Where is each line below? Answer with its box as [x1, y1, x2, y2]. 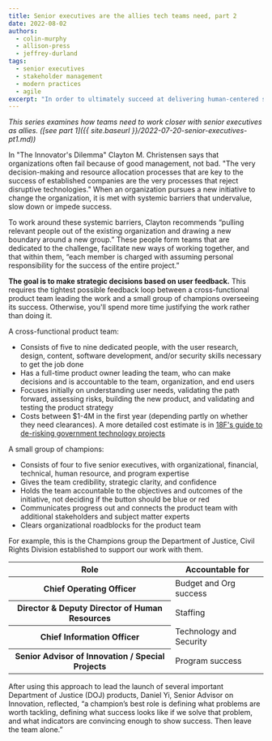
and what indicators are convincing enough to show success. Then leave [8, 716, 253, 726]
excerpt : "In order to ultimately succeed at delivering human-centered [8, 95, 259, 103]
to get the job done [19, 360, 84, 369]
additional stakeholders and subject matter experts [19, 512, 190, 522]
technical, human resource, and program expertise [19, 468, 189, 479]
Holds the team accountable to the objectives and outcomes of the [19, 486, 243, 496]
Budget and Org [175, 578, 236, 589]
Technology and [175, 626, 237, 637]
